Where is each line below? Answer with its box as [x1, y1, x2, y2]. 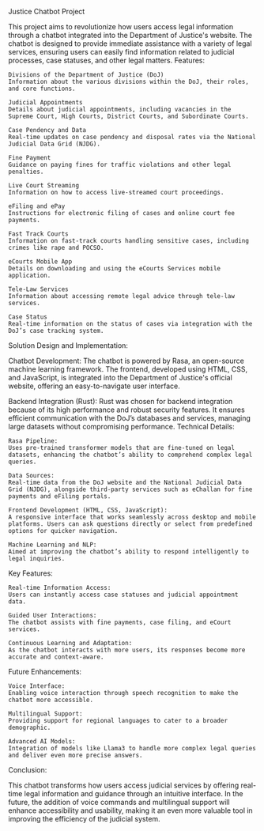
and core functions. [8, 85, 77, 93]
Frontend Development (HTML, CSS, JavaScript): [8, 506, 168, 514]
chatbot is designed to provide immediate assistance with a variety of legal [8, 39, 252, 48]
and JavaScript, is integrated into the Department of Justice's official [8, 373, 233, 382]
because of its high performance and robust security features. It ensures [8, 405, 245, 414]
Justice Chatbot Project [8, 7, 85, 16]
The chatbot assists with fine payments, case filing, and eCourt [8, 618, 232, 626]
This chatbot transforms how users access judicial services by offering [8, 780, 239, 790]
